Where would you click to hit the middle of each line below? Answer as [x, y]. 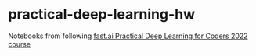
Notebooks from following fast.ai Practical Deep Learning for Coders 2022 [128, 36]
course [20, 44]
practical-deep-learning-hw [102, 14]
